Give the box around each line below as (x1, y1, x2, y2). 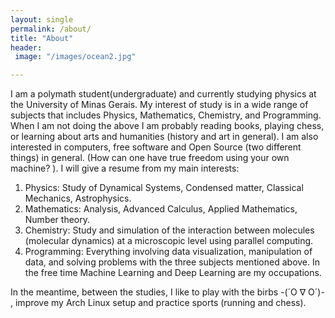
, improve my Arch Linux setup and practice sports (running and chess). (10, 297, 307, 309)
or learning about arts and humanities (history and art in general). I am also (10, 131, 319, 143)
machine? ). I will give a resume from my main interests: (10, 162, 240, 175)
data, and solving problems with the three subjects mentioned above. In (24, 256, 321, 268)
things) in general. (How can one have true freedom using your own (10, 152, 290, 164)
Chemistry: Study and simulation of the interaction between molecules (24, 224, 315, 236)
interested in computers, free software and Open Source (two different (10, 141, 302, 153)
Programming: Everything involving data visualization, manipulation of (24, 246, 313, 258)
